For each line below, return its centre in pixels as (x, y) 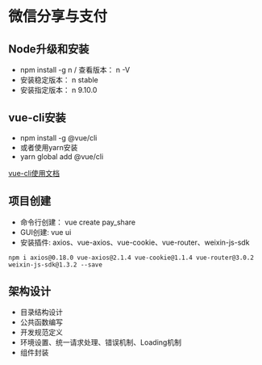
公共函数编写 (41, 322)
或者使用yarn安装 (49, 147)
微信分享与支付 (58, 17)
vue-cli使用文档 (34, 173)
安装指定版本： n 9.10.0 (58, 90)
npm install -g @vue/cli (58, 137)
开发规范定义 (41, 333)
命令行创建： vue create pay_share (77, 222)
